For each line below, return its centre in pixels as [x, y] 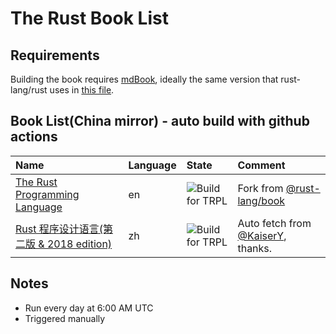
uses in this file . [82, 90]
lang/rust [29, 90]
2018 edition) [79, 244]
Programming [47, 194]
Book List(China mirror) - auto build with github [160, 121]
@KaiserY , [262, 235]
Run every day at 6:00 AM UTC [89, 308]
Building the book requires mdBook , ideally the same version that [144, 79]
